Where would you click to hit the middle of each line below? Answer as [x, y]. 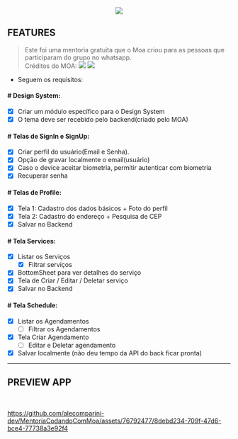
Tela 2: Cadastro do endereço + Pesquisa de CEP [90, 216]
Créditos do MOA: [51, 66]
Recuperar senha [43, 176]
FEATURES [32, 33]
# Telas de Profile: [34, 193]
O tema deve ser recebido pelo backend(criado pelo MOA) [103, 119]
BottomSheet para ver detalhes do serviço [79, 273]
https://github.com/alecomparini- [56, 413]
